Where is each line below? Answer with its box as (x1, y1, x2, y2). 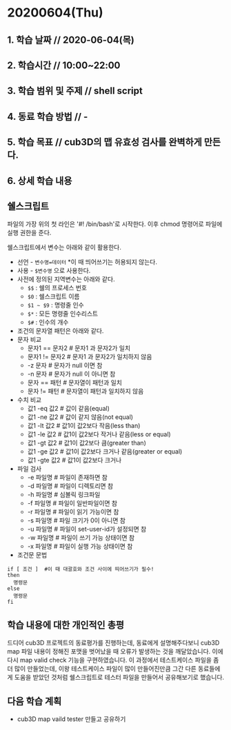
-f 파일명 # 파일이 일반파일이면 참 (27, 499, 118, 507)
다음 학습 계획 (7, 695, 62, 707)
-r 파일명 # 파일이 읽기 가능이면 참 (27, 508, 119, 516)
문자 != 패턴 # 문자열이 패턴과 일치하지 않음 (27, 387, 144, 396)
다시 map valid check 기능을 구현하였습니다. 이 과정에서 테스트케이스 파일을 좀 (7, 656, 219, 665)
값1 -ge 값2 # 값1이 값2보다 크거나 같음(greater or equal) (27, 447, 183, 456)
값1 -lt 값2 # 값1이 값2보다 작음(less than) (27, 422, 141, 430)
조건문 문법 (17, 551, 48, 559)
